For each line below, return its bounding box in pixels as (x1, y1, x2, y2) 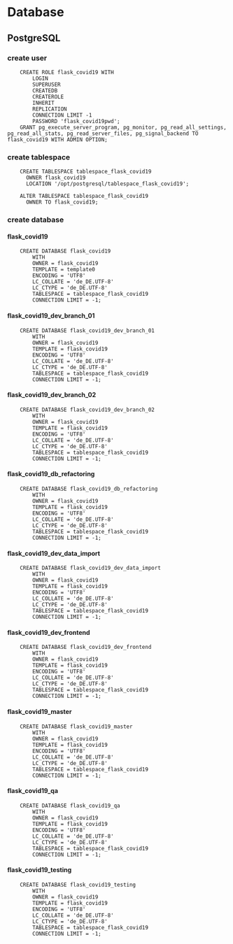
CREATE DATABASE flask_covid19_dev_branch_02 (20, 406, 155, 413)
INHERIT (32, 99, 55, 106)
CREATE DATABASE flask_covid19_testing (20, 881, 136, 888)
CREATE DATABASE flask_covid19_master (20, 723, 133, 730)
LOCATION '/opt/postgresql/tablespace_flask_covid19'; (25, 180, 190, 187)
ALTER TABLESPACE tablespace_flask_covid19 (20, 193, 149, 200)
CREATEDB (32, 87, 58, 94)
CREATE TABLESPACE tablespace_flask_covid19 (20, 169, 152, 176)
